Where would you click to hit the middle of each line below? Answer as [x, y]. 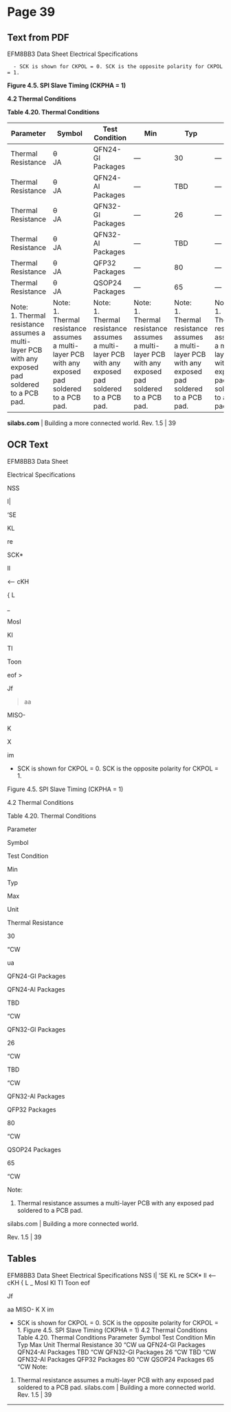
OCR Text [28, 445]
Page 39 [31, 12]
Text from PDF [38, 38]
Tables [22, 1259]
